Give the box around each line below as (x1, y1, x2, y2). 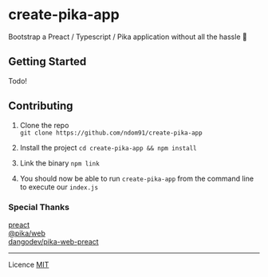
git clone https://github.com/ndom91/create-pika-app (19, 129, 203, 137)
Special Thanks (8, 201, 70, 213)
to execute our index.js (19, 181, 98, 192)
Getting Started (8, 55, 87, 68)
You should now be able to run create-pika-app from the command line (19, 174, 254, 183)
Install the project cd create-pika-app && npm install (19, 142, 197, 152)
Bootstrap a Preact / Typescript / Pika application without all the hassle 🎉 (8, 32, 247, 41)
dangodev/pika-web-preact (8, 236, 99, 246)
